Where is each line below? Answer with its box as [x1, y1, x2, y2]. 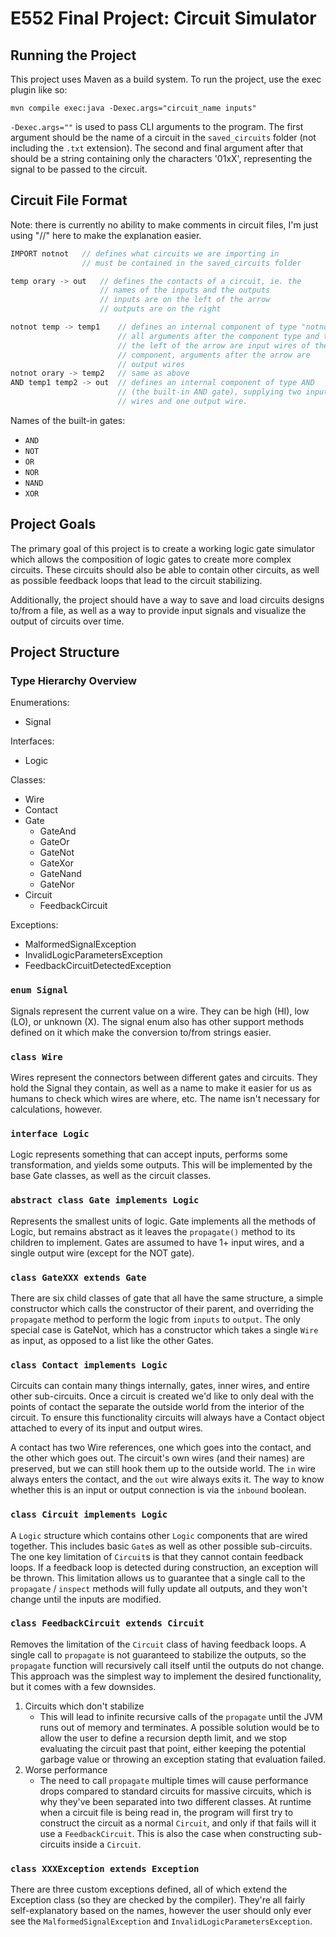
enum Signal [10, 985, 69, 996]
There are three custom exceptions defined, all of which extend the [10, 1883, 288, 1896]
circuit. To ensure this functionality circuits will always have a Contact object [10, 1412, 325, 1424]
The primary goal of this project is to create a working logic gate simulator [10, 542, 316, 554]
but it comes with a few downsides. [10, 1680, 157, 1692]
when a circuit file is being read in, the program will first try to [39, 1806, 294, 1818]
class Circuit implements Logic [10, 1509, 168, 1521]
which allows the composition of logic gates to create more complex [10, 553, 292, 565]
